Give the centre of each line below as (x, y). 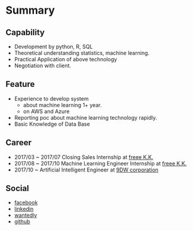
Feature (20, 84)
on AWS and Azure (46, 111)
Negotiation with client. (43, 65)
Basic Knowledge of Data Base (52, 124)
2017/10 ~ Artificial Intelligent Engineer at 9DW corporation (86, 170)
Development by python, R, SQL (53, 46)
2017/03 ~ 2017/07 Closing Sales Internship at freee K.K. (84, 157)
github (22, 221)
